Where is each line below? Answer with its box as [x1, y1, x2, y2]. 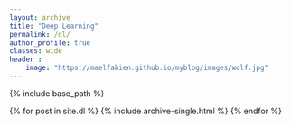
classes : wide [9, 47, 63, 56]
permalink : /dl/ [9, 30, 70, 39]
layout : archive [9, 13, 70, 22]
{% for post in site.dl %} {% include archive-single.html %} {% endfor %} [9, 105, 282, 116]
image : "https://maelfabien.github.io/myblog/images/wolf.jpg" [25, 64, 269, 73]
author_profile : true [9, 38, 91, 48]
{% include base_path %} [9, 87, 105, 99]
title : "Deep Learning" [9, 22, 99, 31]
